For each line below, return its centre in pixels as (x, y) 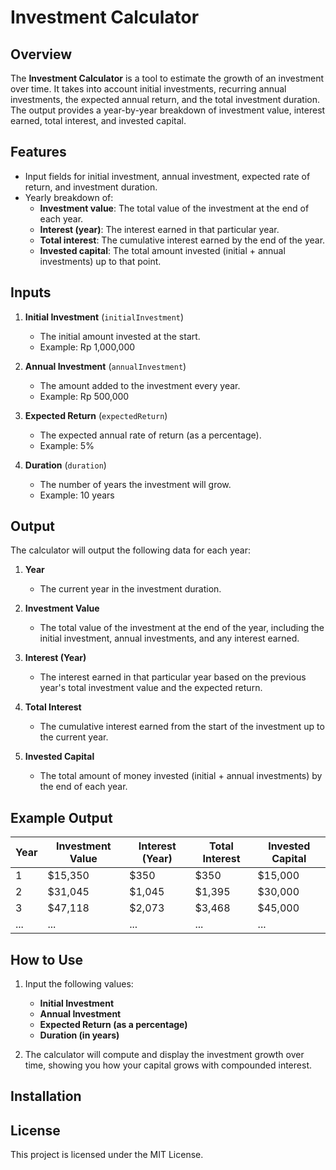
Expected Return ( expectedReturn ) (96, 415)
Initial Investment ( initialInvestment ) (104, 317)
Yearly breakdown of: (69, 197)
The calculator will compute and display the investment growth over (164, 1055)
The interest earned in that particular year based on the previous (173, 677)
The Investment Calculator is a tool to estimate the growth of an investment (167, 78)
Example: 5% (67, 445)
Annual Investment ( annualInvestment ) (105, 366)
